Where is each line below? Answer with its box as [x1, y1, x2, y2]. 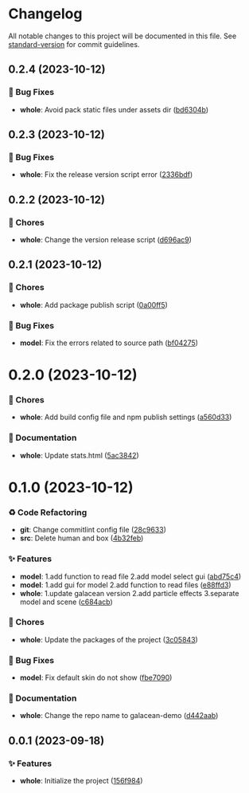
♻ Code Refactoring [8, 507, 88, 518]
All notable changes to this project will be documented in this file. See [8, 31, 237, 41]
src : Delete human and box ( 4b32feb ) [19, 533, 144, 543]
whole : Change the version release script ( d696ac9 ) [19, 235, 193, 244]
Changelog [8, 5, 83, 23]
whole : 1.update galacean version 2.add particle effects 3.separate [19, 588, 239, 598]
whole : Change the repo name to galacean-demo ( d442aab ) [19, 711, 219, 720]
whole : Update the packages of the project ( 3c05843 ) [19, 634, 199, 644]
